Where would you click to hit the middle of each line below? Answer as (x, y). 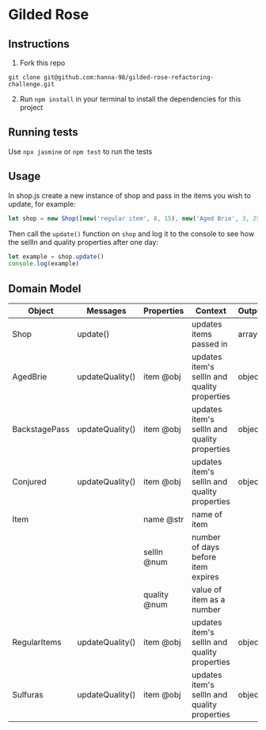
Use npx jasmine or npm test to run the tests (80, 151)
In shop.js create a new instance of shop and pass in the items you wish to (130, 195)
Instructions (39, 44)
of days (205, 547)
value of (207, 590)
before (203, 557)
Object (40, 311)
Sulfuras (28, 695)
